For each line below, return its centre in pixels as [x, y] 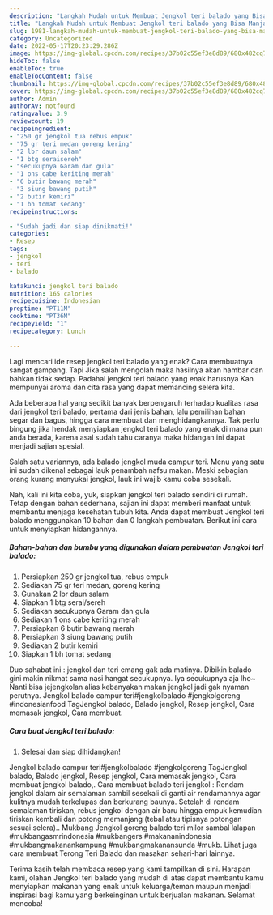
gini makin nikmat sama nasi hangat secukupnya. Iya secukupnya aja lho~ [132, 678]
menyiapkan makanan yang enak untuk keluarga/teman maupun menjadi [130, 886]
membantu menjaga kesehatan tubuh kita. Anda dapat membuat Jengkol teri [137, 512]
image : [20, 53]
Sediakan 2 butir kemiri [60, 645]
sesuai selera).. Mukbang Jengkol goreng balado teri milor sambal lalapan [132, 828]
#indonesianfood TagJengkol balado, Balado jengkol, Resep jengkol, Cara [132, 704]
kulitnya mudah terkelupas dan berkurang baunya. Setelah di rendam [124, 802]
